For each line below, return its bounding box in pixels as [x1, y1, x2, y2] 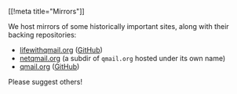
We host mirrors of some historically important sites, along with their [8, 22, 229, 31]
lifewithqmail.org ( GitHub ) [19, 45, 104, 54]
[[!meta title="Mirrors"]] [8, 7, 85, 16]
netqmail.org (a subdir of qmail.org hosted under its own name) [19, 54, 226, 63]
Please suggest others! [8, 78, 82, 86]
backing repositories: [8, 31, 77, 39]
